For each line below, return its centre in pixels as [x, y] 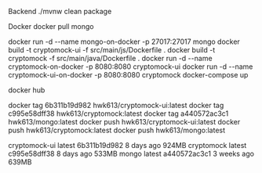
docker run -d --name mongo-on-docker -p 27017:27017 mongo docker [124, 41]
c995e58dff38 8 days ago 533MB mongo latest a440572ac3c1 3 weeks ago [131, 153]
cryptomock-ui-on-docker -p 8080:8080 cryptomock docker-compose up [128, 75]
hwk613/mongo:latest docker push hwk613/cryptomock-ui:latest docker [124, 122]
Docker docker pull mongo [51, 26]
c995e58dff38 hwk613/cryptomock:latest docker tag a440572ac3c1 [118, 114]
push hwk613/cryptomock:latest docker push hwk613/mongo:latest [117, 130]
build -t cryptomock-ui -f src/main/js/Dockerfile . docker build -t [112, 50]
